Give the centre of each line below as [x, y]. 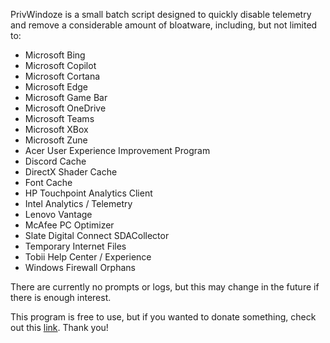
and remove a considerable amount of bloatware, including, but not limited [164, 25]
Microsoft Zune [56, 140]
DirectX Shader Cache [71, 172]
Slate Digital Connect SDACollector [97, 235]
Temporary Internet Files [75, 246]
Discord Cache [55, 161]
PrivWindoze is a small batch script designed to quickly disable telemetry [161, 14]
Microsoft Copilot [60, 65]
